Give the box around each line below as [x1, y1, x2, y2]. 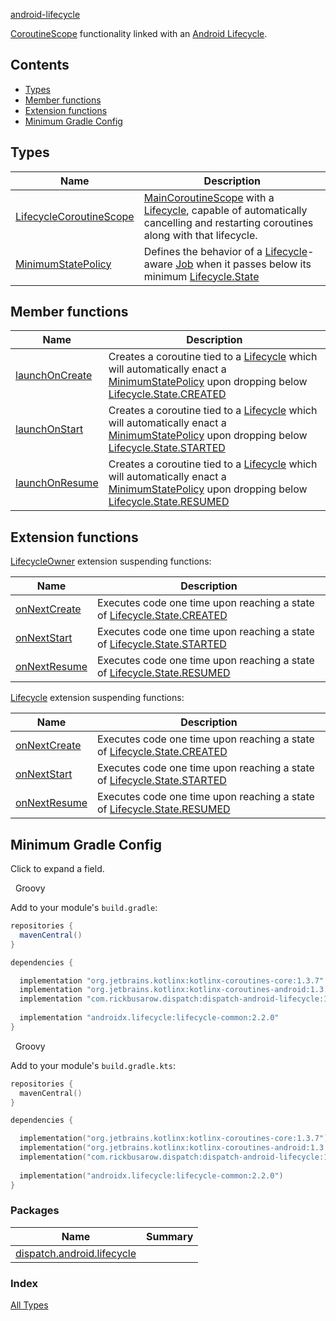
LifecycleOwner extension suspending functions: [10, 555, 212, 568]
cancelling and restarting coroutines [143, 215, 314, 229]
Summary [145, 1229, 194, 1243]
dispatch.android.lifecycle [15, 1246, 137, 1260]
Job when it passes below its [175, 257, 312, 271]
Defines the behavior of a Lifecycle [143, 244, 308, 258]
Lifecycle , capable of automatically [143, 203, 308, 217]
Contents [10, 57, 70, 74]
